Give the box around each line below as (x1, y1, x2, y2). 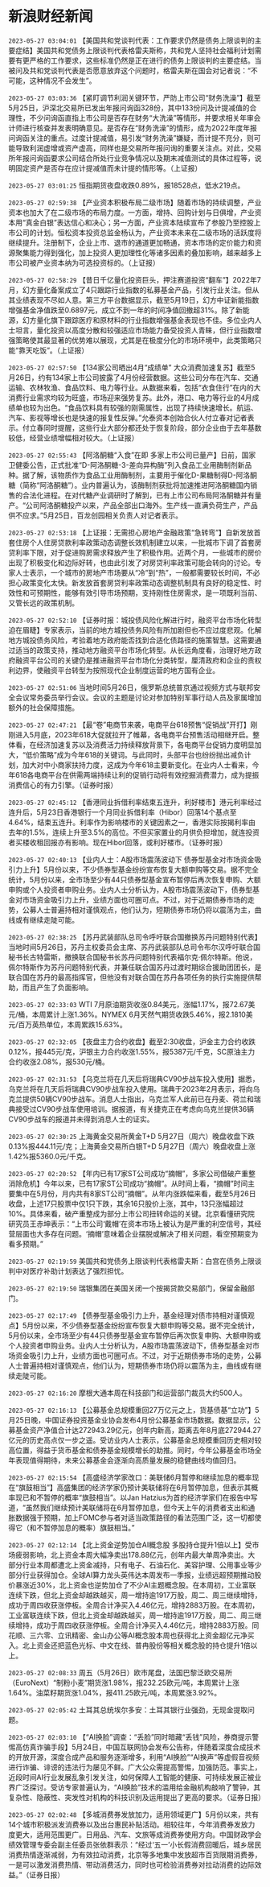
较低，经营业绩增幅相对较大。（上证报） (8, 432, 139, 443)
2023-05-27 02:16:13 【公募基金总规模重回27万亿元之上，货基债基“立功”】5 (8, 1405, 260, 1414)
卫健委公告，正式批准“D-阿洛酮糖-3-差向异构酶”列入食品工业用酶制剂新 (8, 460, 245, 469)
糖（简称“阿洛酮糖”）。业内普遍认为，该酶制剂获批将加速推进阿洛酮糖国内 (8, 480, 251, 489)
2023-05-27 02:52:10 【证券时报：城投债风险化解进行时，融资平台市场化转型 (8, 615, 262, 625)
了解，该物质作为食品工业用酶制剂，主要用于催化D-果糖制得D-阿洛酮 (29, 470, 258, 480)
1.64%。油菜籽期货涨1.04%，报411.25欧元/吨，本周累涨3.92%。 (8, 1687, 222, 1697)
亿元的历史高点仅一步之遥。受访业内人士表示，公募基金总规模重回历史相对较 (8, 1435, 262, 1445)
